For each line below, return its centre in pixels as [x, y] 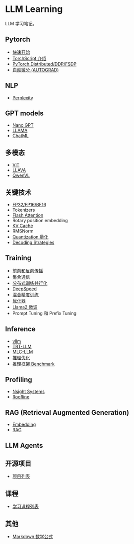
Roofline [21, 397]
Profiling [19, 380]
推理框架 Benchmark [33, 364]
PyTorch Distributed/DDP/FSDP [44, 64]
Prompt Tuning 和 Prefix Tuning [44, 313]
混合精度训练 [25, 295]
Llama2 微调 [25, 307]
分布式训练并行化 [30, 283]
